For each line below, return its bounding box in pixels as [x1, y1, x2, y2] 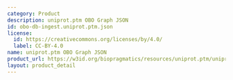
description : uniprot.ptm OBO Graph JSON [7, 17, 129, 24]
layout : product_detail [7, 62, 76, 69]
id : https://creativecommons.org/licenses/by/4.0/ [13, 36, 163, 43]
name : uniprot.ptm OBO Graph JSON [7, 49, 107, 56]
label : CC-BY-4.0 [13, 42, 64, 49]
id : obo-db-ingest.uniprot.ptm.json [7, 23, 113, 30]
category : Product [7, 10, 60, 17]
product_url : [7, 56, 45, 63]
